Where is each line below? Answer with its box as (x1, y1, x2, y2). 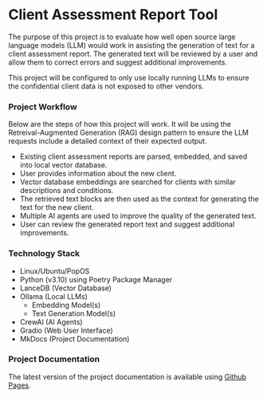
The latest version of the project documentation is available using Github (8, 372, 247, 381)
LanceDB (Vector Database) (19, 283, 112, 293)
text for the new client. (19, 203, 94, 212)
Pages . (8, 380, 31, 390)
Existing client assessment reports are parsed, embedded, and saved (19, 152, 248, 161)
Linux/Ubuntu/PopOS (19, 266, 90, 276)
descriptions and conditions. (19, 186, 114, 195)
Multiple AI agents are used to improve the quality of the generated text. (19, 211, 257, 221)
